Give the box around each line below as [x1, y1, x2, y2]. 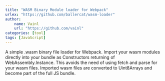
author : [5, 16, 21, 21]
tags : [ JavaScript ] [5, 35, 46, 40]
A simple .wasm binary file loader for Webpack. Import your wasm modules [5, 48, 160, 55]
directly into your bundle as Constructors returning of [5, 54, 115, 60]
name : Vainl [14, 21, 39, 26]
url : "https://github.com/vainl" [14, 26, 84, 31]
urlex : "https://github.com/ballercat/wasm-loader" [5, 12, 115, 17]
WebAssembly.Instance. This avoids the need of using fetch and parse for [5, 59, 157, 65]
